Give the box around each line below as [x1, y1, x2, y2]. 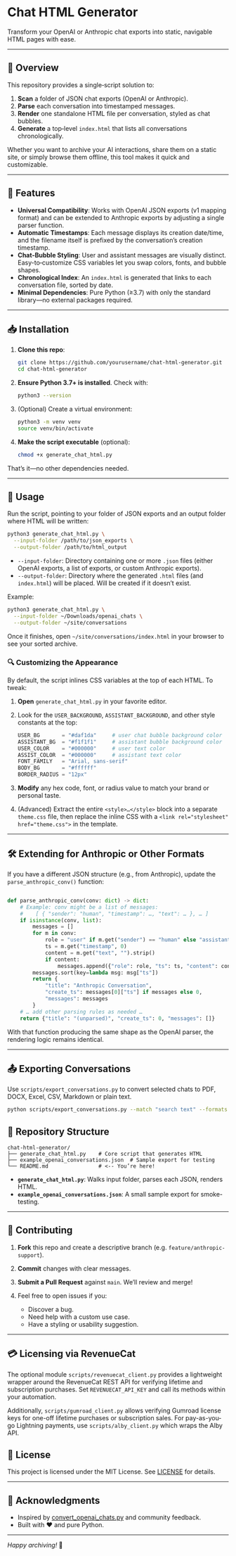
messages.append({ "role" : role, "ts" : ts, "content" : [57, 962, 218, 969]
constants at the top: [17, 718, 78, 727]
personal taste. [17, 791, 61, 800]
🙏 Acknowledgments [7, 1494, 100, 1506]
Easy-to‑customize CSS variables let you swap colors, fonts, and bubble [17, 258, 227, 267]
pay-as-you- [185, 1413, 222, 1422]
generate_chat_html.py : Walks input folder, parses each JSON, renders [17, 1175, 223, 1184]
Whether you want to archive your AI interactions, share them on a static [7, 145, 217, 153]
